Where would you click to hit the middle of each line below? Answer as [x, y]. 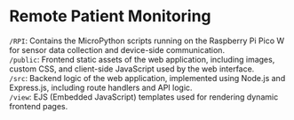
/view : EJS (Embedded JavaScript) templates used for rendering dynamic [144, 97]
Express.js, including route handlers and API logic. [101, 87]
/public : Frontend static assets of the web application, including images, [142, 59]
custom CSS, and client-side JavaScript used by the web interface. [132, 69]
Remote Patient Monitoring [110, 16]
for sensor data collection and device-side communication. [117, 49]
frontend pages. [39, 106]
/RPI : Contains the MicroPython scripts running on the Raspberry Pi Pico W [147, 41]
